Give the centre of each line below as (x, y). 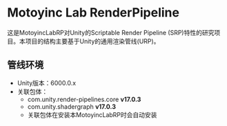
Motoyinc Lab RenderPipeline (93, 13)
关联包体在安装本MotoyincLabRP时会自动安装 (92, 114)
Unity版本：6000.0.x (47, 83)
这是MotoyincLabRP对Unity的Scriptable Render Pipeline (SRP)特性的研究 (111, 32)
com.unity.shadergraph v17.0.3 (71, 106)
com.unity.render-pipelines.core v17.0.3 (84, 99)
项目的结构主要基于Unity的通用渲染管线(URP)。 (92, 41)
